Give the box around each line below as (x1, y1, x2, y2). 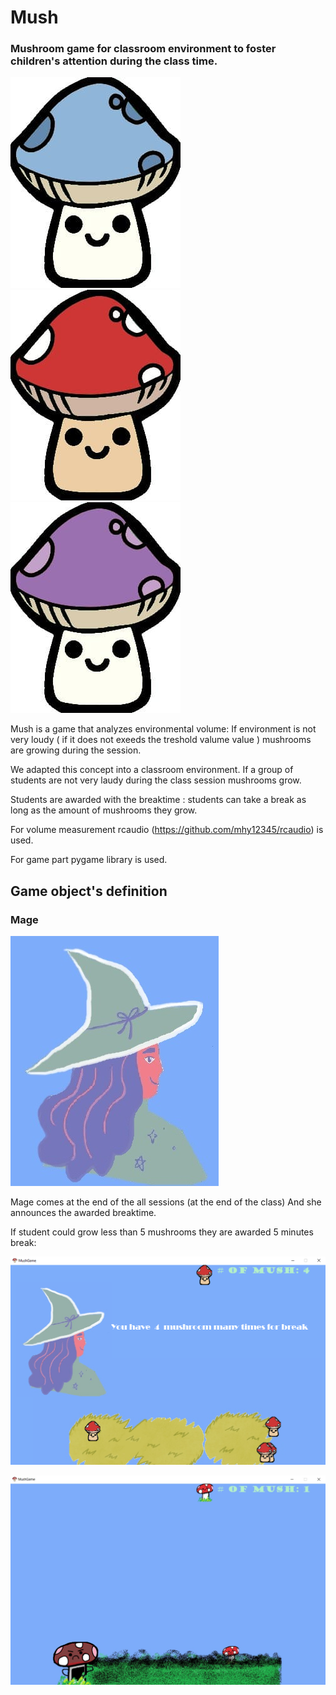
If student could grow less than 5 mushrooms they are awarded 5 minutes (10, 1226, 314, 1238)
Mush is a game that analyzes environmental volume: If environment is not (10, 723, 317, 735)
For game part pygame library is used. (10, 854, 168, 866)
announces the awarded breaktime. (10, 1207, 157, 1219)
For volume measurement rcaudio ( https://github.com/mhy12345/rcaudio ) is (10, 824, 324, 836)
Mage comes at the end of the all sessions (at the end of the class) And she (10, 1196, 322, 1208)
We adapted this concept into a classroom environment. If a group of (10, 764, 294, 776)
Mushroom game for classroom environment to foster (10, 42, 277, 56)
